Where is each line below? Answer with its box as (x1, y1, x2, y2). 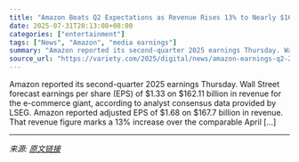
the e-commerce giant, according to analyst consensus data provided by (9, 98, 277, 108)
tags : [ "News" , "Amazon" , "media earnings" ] (9, 37, 177, 47)
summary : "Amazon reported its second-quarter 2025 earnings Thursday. (9, 46, 280, 55)
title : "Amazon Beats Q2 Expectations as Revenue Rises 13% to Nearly (9, 12, 277, 22)
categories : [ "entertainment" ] (9, 29, 125, 38)
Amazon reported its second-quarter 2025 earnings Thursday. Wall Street (9, 79, 280, 89)
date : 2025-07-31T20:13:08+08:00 (9, 21, 133, 30)
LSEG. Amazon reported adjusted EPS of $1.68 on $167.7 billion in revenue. (9, 108, 284, 117)
